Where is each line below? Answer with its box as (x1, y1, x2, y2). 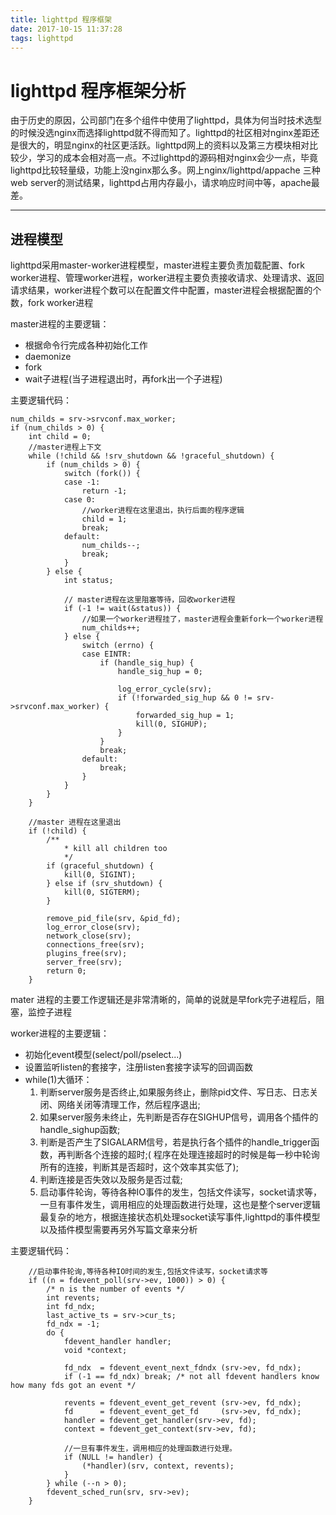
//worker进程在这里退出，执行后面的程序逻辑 (81, 506, 245, 516)
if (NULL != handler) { (63, 1452, 163, 1463)
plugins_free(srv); (46, 949, 128, 959)
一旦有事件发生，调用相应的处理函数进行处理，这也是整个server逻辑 (39, 1199, 321, 1211)
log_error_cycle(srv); (117, 684, 213, 695)
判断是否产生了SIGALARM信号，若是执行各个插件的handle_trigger (39, 1136, 312, 1148)
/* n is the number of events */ (46, 1284, 186, 1295)
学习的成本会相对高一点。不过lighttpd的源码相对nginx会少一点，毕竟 (36, 152, 319, 164)
